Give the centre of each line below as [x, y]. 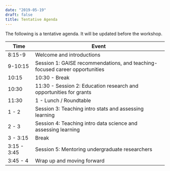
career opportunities [80, 70]
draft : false [19, 15]
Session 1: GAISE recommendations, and [84, 63]
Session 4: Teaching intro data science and [86, 123]
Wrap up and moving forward [70, 161]
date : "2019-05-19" [26, 10]
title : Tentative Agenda [31, 19]
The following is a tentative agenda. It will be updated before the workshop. [84, 34]
